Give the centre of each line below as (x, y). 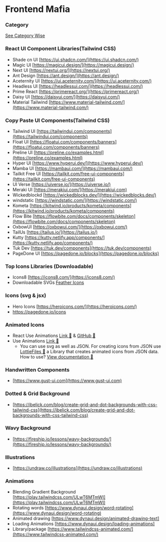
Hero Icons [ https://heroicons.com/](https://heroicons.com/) (75, 306)
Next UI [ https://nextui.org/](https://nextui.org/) (61, 70)
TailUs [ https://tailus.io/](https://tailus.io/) (55, 232)
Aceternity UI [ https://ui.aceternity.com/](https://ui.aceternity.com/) (82, 80)
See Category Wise (25, 35)
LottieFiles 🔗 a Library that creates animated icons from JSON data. (89, 351)
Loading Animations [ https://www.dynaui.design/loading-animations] (83, 524)
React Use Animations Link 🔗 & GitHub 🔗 (54, 335)
